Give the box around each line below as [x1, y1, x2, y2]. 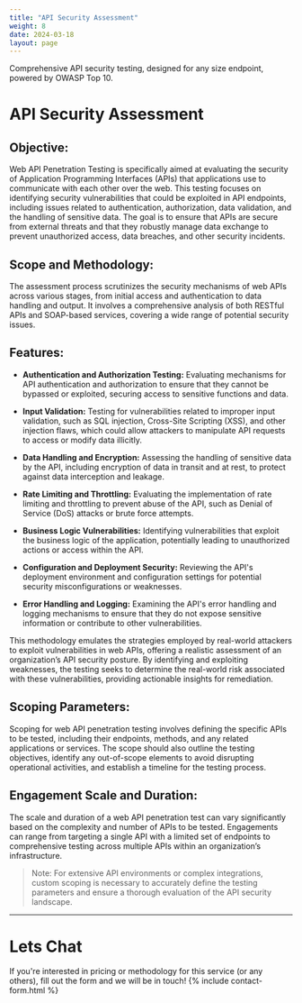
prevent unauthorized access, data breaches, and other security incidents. [9, 231, 286, 242]
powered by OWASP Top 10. [9, 73, 114, 84]
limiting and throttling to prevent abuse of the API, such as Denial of [22, 497, 273, 509]
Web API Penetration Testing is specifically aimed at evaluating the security [9, 164, 289, 175]
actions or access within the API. [22, 544, 144, 555]
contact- [230, 975, 263, 987]
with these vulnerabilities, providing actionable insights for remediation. [9, 673, 274, 684]
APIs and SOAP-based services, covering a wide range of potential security [9, 310, 289, 321]
